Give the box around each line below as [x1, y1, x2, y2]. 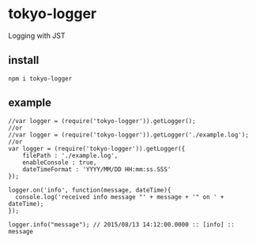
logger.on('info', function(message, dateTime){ [8, 186, 171, 194]
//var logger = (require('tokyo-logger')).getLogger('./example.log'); [8, 131, 249, 139]
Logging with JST [8, 31, 66, 40]
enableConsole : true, [22, 159, 97, 166]
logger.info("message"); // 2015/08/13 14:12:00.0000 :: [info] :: [8, 220, 235, 229]
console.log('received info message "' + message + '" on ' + [15, 193, 224, 201]
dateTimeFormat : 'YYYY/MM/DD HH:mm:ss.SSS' [22, 165, 171, 174]
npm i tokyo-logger [8, 74, 73, 83]
